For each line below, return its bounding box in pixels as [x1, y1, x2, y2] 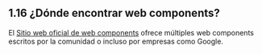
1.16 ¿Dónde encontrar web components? [8, 6, 220, 20]
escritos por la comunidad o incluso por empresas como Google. [8, 36, 224, 46]
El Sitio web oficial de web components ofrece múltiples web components [8, 27, 254, 37]
